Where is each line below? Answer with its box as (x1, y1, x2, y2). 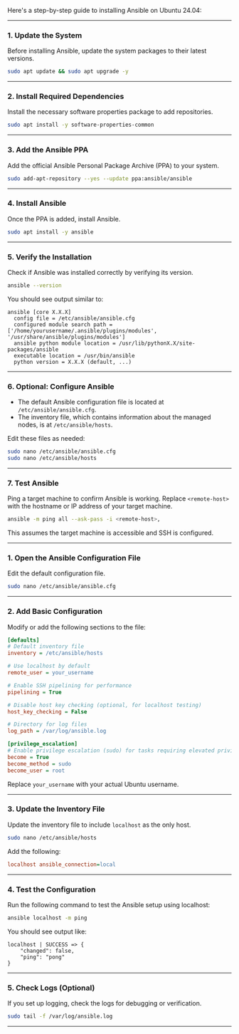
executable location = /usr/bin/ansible (14, 352, 135, 359)
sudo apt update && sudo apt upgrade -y (7, 68, 129, 75)
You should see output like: (7, 927, 87, 936)
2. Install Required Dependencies (7, 92, 124, 102)
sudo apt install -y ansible (7, 228, 94, 236)
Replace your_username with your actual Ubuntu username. (7, 780, 179, 788)
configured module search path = (14, 320, 113, 328)
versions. (7, 54, 34, 63)
